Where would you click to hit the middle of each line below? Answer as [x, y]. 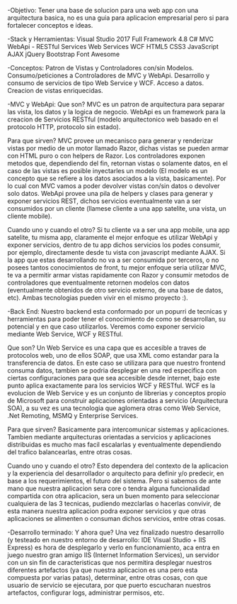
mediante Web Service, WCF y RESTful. [65, 334]
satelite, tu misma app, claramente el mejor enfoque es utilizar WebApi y [112, 237]
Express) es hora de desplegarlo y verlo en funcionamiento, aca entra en [114, 547]
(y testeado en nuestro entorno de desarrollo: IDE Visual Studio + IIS [107, 540]
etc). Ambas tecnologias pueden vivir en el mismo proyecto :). [98, 298]
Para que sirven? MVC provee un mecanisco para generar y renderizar [110, 141]
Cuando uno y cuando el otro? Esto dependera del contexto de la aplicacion [118, 466]
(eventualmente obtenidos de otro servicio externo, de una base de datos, [115, 290]
